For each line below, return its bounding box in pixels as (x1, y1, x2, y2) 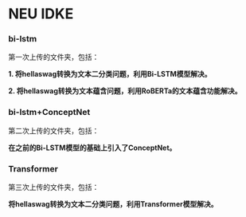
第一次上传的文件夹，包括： (8, 53, 100, 62)
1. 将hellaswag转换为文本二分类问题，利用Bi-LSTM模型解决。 (8, 69, 213, 79)
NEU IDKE (8, 5, 74, 23)
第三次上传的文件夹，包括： (8, 183, 100, 192)
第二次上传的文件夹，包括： (8, 125, 100, 136)
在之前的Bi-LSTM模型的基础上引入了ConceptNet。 (8, 143, 177, 152)
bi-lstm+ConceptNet (8, 107, 91, 118)
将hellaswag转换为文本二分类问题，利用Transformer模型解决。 (8, 199, 218, 209)
